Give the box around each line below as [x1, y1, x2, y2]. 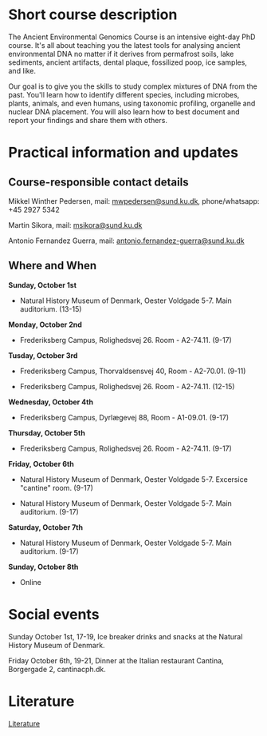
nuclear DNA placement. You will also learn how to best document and [8, 106, 241, 117]
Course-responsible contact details [8, 175, 189, 189]
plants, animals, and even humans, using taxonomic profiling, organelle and [8, 98, 256, 108]
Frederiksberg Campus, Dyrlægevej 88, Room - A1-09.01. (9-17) [19, 412, 230, 422]
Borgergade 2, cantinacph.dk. [8, 664, 106, 674]
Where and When [8, 259, 97, 273]
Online [19, 577, 41, 587]
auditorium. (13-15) [19, 304, 82, 313]
